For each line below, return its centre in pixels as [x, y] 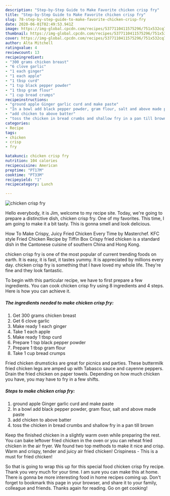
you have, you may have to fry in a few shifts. [52, 379]
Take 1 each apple [31, 332]
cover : [12, 39]
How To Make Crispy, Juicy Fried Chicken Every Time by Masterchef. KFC [82, 234]
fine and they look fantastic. [34, 271]
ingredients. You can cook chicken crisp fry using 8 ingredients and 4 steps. [85, 286]
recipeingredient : [25, 57]
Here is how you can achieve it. [38, 291]
